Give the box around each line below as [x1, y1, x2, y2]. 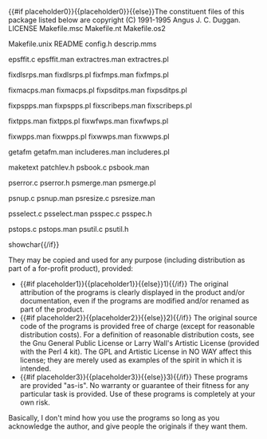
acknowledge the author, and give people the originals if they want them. [8, 421, 248, 431]
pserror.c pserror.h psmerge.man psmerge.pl [8, 178, 156, 187]
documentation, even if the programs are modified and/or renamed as [19, 296, 249, 305]
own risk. [19, 398, 50, 407]
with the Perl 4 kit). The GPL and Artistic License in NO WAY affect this [19, 347, 253, 356]
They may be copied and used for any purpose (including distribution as [8, 255, 245, 265]
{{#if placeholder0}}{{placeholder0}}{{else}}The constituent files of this [8, 7, 245, 16]
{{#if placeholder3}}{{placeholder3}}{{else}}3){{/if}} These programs [19, 372, 249, 382]
